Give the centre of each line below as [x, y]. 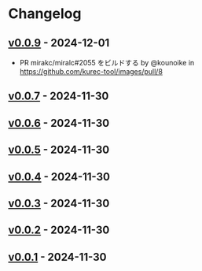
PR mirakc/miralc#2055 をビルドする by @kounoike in [107, 63]
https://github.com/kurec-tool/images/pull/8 [91, 71]
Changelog [45, 14]
